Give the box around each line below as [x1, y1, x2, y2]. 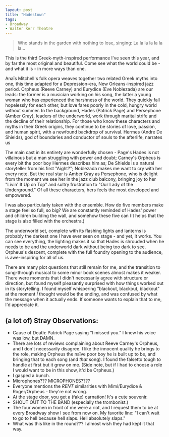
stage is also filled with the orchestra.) [5, 218, 85, 224]
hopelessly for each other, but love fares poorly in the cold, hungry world [5, 102, 157, 108]
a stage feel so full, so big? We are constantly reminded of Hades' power [5, 207, 156, 213]
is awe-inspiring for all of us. [5, 255, 65, 261]
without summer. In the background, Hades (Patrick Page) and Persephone [5, 108, 161, 114]
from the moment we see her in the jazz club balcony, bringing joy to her [5, 176, 156, 182]
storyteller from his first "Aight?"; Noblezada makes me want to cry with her [5, 166, 162, 172]
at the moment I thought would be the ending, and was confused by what [5, 291, 158, 297]
